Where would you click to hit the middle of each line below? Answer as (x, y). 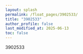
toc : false (17, 33)
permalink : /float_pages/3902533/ (42, 14)
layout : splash (21, 10)
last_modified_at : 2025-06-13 (37, 28)
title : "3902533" (24, 19)
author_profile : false (29, 24)
